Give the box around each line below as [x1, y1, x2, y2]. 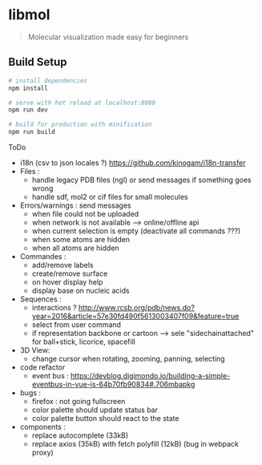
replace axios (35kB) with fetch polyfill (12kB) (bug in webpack [31, 439, 239, 448]
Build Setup [8, 55, 67, 69]
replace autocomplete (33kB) [31, 431, 129, 440]
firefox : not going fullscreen [31, 397, 126, 406]
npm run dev [8, 106, 48, 114]
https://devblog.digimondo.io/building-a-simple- [71, 371, 231, 380]
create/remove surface [31, 269, 108, 278]
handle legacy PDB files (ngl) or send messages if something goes [31, 175, 252, 184]
